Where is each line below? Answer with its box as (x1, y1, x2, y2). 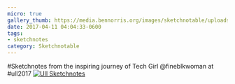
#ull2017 (7, 69, 31, 78)
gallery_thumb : (7, 17, 52, 24)
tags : (7, 29, 23, 37)
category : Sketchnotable (7, 43, 80, 50)
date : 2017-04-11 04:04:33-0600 (7, 23, 101, 30)
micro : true (7, 10, 42, 17)
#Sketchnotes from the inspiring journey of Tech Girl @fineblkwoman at (7, 62, 214, 70)
